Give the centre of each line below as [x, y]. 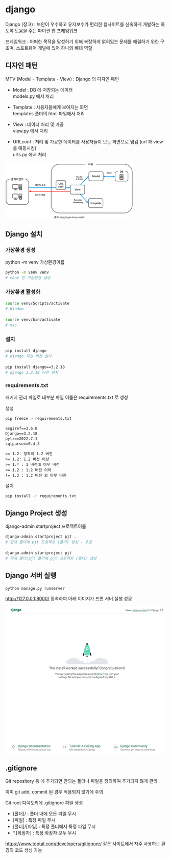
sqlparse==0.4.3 [22, 444]
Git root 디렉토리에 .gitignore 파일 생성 [44, 803]
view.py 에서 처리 [30, 131]
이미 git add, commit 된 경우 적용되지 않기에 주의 [54, 792]
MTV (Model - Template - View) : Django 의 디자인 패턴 [62, 79]
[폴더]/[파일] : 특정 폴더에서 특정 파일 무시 [54, 827]
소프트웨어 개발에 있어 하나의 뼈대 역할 [54, 48]
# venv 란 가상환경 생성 [28, 278]
